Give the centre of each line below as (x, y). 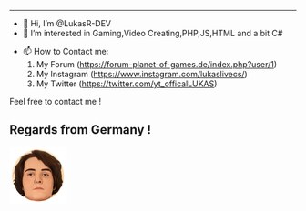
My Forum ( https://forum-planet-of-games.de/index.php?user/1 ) (157, 64)
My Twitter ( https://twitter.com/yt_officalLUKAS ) (127, 84)
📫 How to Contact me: (66, 51)
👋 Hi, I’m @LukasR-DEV (67, 23)
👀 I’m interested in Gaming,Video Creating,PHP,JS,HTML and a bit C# (153, 33)
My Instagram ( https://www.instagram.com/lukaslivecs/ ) (142, 74)
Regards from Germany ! (81, 130)
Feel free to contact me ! (56, 101)
